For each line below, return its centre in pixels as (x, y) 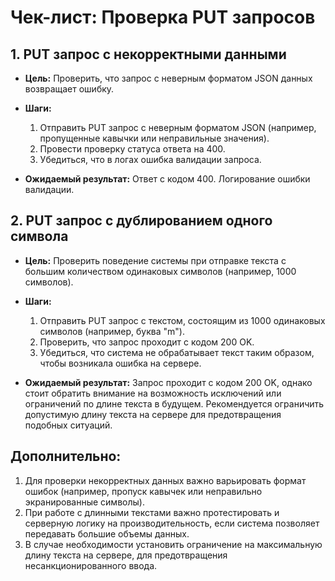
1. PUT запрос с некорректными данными (148, 54)
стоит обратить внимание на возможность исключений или (153, 393)
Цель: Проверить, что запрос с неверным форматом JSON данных (168, 78)
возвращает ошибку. (69, 89)
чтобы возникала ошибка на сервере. (120, 363)
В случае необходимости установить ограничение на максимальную (173, 544)
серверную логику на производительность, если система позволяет (172, 523)
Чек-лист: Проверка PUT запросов (163, 17)
